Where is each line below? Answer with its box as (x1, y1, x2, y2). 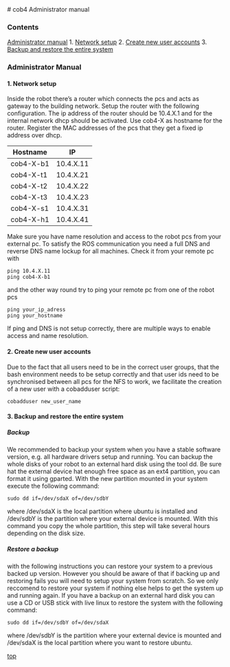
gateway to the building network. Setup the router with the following (7, 102, 200, 111)
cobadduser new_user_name (7, 398, 81, 405)
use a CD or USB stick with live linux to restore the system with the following (7, 599, 223, 607)
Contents (7, 22, 39, 32)
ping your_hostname (7, 313, 63, 319)
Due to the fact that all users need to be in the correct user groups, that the (7, 363, 220, 371)
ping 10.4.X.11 (7, 268, 51, 275)
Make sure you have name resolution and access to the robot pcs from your (7, 232, 222, 241)
